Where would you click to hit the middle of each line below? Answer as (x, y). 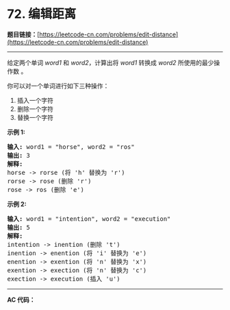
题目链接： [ (23, 34)
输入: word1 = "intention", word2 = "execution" (89, 219)
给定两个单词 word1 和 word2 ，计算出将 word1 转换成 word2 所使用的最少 (111, 62)
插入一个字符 (35, 100)
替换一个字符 (35, 117)
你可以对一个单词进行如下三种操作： (58, 86)
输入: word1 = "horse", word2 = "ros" (71, 147)
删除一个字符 (35, 109)
